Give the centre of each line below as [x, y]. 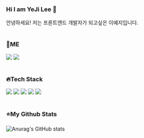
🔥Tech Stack [24, 79]
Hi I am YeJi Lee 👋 [31, 9]
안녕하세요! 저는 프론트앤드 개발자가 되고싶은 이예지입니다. [72, 23]
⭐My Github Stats [31, 114]
